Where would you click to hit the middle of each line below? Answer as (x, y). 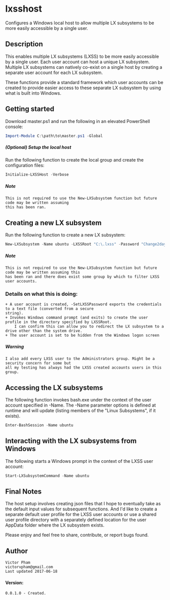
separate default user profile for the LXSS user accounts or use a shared (81, 514)
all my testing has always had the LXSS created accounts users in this (83, 368)
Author (16, 551)
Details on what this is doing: (41, 294)
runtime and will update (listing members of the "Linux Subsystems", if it (80, 410)
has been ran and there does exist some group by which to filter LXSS (82, 276)
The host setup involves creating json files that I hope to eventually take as (83, 504)
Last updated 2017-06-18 (31, 572)
